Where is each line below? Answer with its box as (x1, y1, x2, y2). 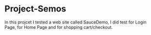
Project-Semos (4, 3, 66, 14)
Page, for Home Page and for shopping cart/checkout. (4, 24, 113, 30)
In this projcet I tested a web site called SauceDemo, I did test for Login (4, 19, 147, 25)
